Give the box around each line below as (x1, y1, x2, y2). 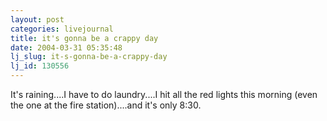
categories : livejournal (10, 24, 114, 34)
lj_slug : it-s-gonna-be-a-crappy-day (10, 52, 168, 62)
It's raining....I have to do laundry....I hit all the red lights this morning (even (10, 89, 318, 100)
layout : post (10, 14, 65, 25)
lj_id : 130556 (10, 61, 70, 71)
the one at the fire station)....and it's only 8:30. (10, 99, 202, 111)
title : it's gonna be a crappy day (10, 33, 159, 43)
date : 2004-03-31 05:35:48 (10, 42, 123, 53)
